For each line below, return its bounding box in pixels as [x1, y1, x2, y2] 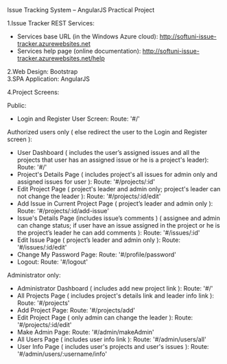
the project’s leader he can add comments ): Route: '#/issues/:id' [16, 229, 200, 236]
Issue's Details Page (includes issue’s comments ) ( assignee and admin [16, 214, 221, 222]
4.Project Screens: [7, 88, 60, 96]
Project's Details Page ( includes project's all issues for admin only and [16, 171, 218, 178]
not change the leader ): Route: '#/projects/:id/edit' [16, 192, 161, 200]
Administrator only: [7, 271, 61, 279]
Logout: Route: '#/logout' [16, 258, 88, 266]
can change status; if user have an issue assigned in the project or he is [16, 221, 221, 229]
